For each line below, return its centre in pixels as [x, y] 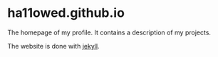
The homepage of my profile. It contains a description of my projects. [109, 32]
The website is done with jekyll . [53, 46]
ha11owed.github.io [66, 13]
